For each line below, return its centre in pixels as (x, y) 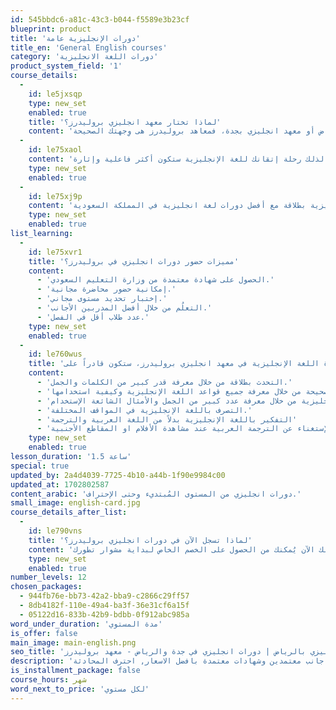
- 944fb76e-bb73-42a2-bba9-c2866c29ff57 (104, 596)
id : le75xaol (55, 150)
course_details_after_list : (69, 512)
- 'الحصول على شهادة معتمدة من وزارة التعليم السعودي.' (155, 280)
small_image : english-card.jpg (75, 503)
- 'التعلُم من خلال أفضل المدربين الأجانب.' (124, 308)
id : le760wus (55, 354)
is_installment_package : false (75, 671)
